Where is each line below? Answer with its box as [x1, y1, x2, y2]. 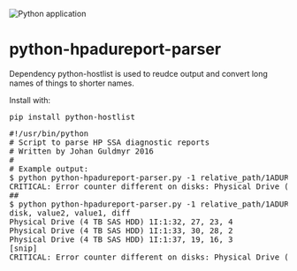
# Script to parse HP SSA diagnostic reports [9, 137, 210, 147]
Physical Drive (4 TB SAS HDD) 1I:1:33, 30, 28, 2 [9, 225, 233, 236]
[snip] [9, 243, 38, 253]
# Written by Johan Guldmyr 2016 [9, 146, 155, 156]
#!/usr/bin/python [9, 128, 89, 139]
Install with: [9, 94, 51, 105]
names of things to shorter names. [9, 78, 134, 88]
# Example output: [9, 163, 89, 174]
